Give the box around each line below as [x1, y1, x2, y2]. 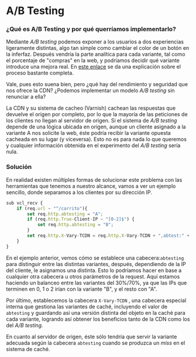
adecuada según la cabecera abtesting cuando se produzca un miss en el [6, 339, 185, 346]
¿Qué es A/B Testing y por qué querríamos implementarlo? [6, 25, 177, 33]
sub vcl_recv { [6, 200, 43, 206]
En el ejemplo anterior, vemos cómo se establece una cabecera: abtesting [6, 254, 184, 261]
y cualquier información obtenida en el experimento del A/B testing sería [6, 142, 181, 149]
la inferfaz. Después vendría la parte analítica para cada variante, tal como [6, 51, 185, 58]
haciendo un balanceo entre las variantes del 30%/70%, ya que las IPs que [6, 279, 187, 286]
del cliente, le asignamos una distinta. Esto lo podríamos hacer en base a [6, 267, 182, 274]
